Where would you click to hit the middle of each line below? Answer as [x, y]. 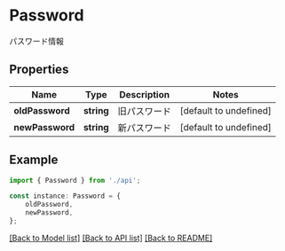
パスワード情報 [36, 41]
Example [34, 160]
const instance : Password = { [65, 196]
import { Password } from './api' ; [75, 180]
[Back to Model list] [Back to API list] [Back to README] [111, 238]
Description [145, 94]
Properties [39, 70]
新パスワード [144, 128]
